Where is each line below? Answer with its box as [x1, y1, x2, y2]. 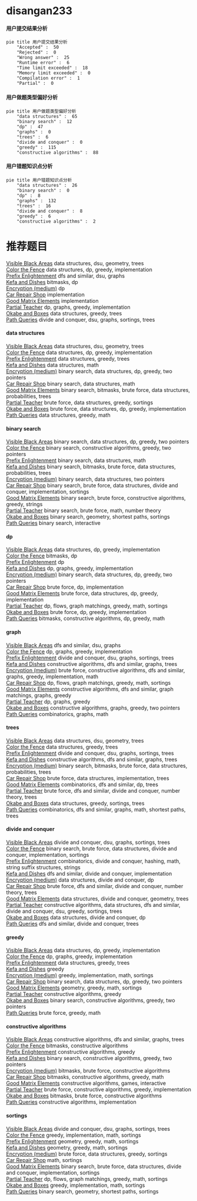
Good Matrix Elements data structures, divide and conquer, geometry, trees [6, 895, 189, 902]
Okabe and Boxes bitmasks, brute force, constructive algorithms [6, 1092, 162, 1100]
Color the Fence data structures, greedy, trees [6, 743, 118, 750]
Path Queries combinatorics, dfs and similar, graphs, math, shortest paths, [6, 806, 186, 813]
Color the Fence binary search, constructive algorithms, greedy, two [6, 444, 172, 451]
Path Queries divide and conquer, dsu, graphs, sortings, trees [6, 316, 155, 323]
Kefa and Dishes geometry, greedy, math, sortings [6, 1144, 128, 1151]
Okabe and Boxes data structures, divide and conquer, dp [6, 913, 146, 920]
